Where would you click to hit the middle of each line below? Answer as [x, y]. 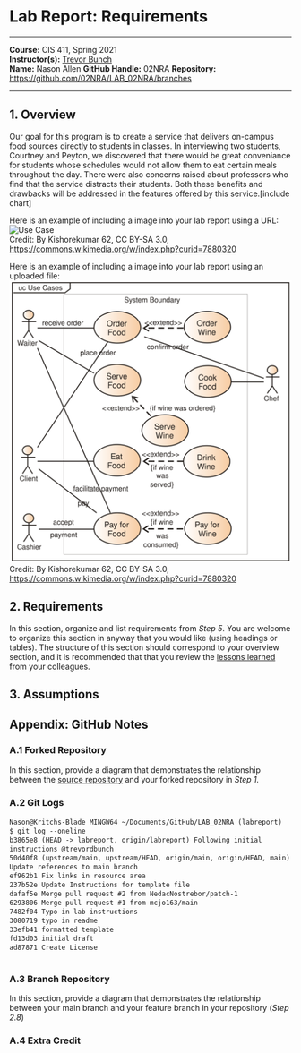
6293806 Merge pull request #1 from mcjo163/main [104, 903]
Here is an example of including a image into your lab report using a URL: [144, 220]
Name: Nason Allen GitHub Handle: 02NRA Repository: [113, 68]
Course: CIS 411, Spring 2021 [63, 49]
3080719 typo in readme [54, 920]
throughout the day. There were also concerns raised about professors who [149, 174]
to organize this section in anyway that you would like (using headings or [143, 638]
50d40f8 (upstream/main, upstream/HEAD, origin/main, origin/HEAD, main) [150, 858]
